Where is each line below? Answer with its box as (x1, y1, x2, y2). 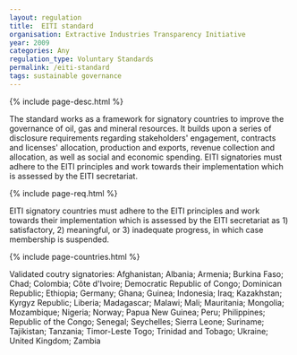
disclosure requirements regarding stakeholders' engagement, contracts (9, 132, 276, 143)
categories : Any (9, 47, 70, 56)
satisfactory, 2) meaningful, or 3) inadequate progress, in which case (9, 224, 264, 235)
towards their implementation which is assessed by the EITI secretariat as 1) (9, 214, 289, 225)
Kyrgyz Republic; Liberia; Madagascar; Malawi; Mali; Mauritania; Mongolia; (9, 297, 284, 307)
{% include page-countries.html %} (9, 251, 140, 262)
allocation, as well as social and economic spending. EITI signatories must (9, 152, 283, 162)
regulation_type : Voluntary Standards (9, 55, 154, 64)
